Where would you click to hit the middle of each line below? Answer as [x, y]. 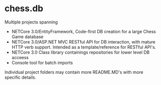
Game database [27, 37]
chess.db [24, 9]
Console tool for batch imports [42, 63]
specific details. [20, 77]
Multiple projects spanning [31, 22]
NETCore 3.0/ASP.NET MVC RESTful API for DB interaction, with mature [83, 42]
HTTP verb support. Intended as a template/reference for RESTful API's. [84, 47]
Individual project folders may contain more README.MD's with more [74, 72]
